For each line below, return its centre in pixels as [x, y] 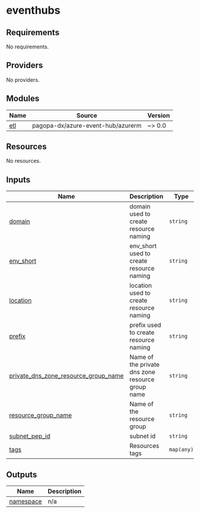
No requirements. [28, 47]
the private [144, 364]
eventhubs [33, 10]
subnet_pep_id [30, 436]
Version [159, 115]
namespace [26, 502]
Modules [23, 99]
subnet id [143, 436]
